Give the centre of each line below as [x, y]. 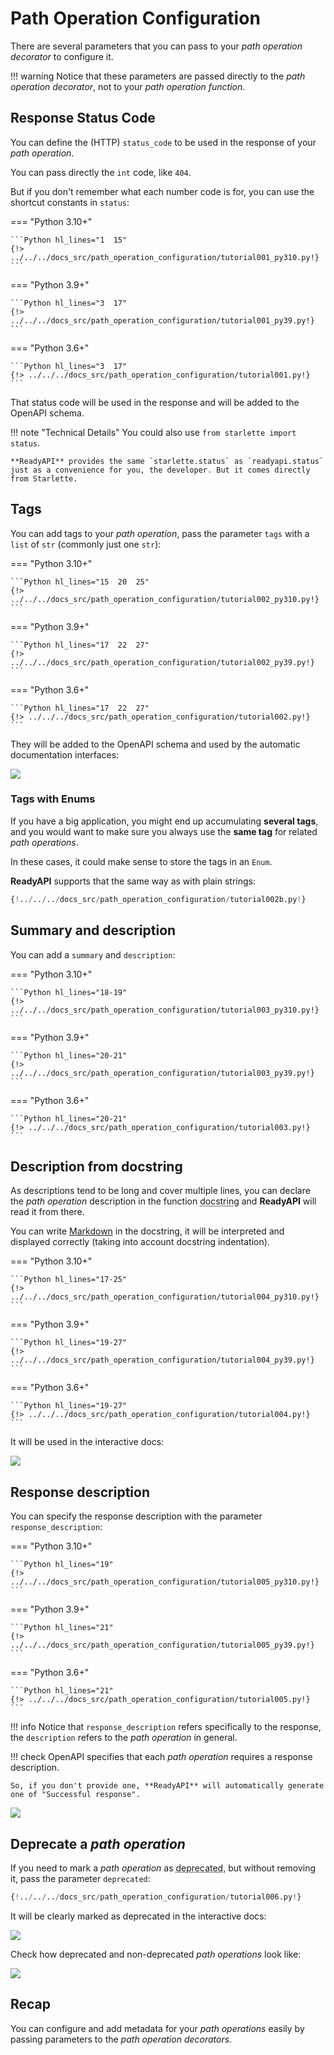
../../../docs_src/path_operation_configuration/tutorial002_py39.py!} [162, 662]
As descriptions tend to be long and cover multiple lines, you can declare [160, 1191]
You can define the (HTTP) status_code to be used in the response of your [163, 142]
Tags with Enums [53, 799]
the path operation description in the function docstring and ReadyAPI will [163, 1201]
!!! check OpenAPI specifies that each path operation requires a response [161, 1757]
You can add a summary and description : [93, 954]
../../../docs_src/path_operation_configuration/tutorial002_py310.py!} [165, 599]
